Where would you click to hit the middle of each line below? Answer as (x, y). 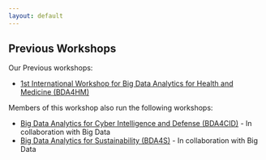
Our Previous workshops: (51, 68)
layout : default (36, 16)
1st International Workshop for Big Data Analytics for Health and (127, 84)
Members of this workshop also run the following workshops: (111, 108)
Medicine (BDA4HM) (55, 92)
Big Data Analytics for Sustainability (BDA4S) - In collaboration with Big (139, 141)
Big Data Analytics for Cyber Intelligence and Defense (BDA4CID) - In (136, 124)
